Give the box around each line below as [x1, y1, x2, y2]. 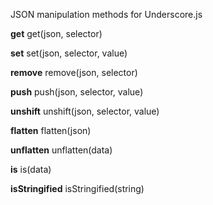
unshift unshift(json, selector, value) [10, 105, 160, 117]
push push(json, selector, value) [10, 86, 144, 98]
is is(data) [10, 164, 52, 175]
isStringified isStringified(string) [10, 183, 145, 194]
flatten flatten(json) [10, 125, 92, 136]
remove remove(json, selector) [10, 67, 138, 78]
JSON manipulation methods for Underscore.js [10, 9, 203, 20]
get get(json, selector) [10, 28, 103, 39]
